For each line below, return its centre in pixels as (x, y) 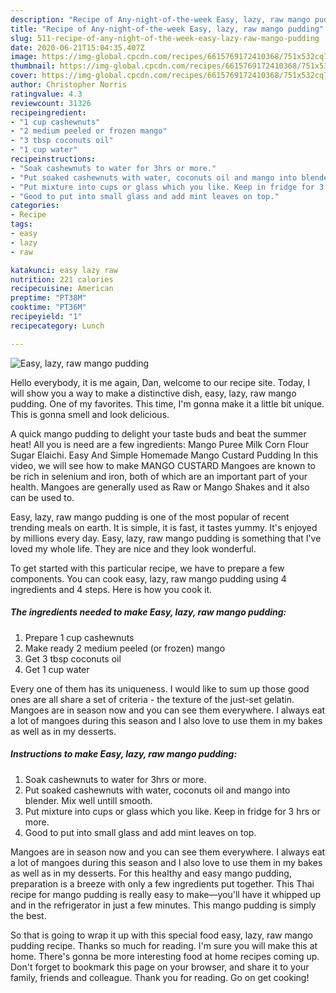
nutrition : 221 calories (62, 279)
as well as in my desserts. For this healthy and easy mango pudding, (151, 873)
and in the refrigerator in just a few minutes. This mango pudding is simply (163, 905)
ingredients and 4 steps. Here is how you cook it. (111, 589)
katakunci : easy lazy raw (64, 270)
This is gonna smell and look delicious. (90, 414)
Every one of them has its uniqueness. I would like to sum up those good (160, 688)
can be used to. (42, 497)
